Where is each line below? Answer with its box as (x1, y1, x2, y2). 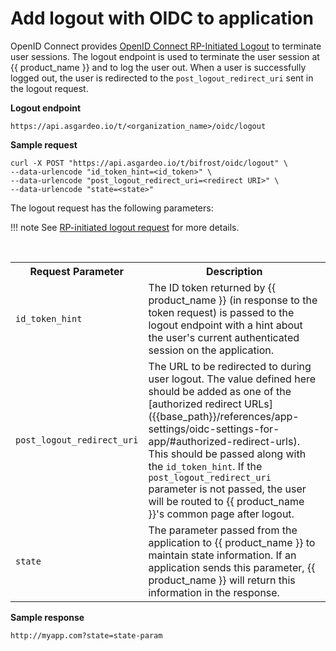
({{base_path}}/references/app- (148, 409, 300, 423)
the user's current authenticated (148, 330, 300, 344)
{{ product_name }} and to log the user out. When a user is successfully (10, 61, 307, 73)
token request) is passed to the (148, 305, 295, 319)
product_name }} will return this (148, 573, 296, 587)
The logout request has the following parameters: (10, 202, 214, 214)
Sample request (10, 138, 78, 151)
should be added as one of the (148, 384, 292, 398)
